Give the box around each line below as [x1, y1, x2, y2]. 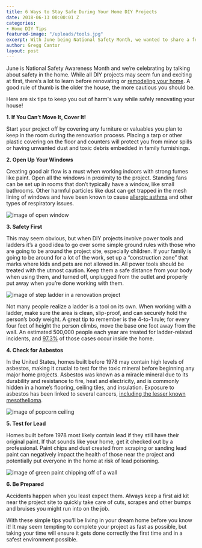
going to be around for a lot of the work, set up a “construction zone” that [6, 254, 188, 261]
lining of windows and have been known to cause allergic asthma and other [6, 193, 194, 201]
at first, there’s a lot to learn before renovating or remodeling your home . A [6, 77, 191, 84]
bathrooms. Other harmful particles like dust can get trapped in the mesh [6, 187, 188, 194]
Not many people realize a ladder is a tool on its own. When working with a [6, 302, 191, 310]
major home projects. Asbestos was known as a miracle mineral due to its [6, 371, 189, 378]
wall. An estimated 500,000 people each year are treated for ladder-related [6, 328, 192, 335]
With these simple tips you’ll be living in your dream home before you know [6, 516, 192, 524]
